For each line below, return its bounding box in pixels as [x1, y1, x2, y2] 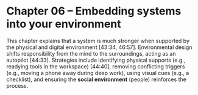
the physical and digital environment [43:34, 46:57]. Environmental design [6, 44, 193, 51]
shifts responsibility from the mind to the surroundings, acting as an [6, 50, 176, 57]
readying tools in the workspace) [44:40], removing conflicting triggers [6, 62, 185, 70]
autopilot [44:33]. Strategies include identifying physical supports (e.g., [6, 56, 186, 64]
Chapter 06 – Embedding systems [6, 4, 182, 18]
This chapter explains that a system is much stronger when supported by [6, 37, 190, 44]
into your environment [6, 17, 122, 31]
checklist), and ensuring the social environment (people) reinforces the [6, 76, 187, 83]
